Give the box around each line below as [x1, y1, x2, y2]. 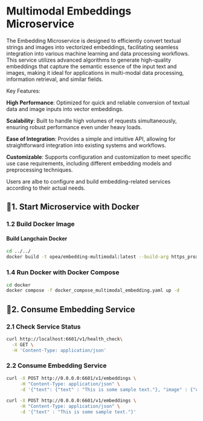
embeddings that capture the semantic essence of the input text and [6, 62, 177, 70]
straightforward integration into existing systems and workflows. [6, 141, 166, 149]
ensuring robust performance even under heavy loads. [6, 123, 143, 130]
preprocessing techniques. [6, 166, 73, 173]
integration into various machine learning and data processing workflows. [6, 50, 190, 57]
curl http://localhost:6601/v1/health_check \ [6, 336, 123, 342]
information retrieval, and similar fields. [6, 76, 104, 83]
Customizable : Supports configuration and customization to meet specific [6, 153, 192, 161]
